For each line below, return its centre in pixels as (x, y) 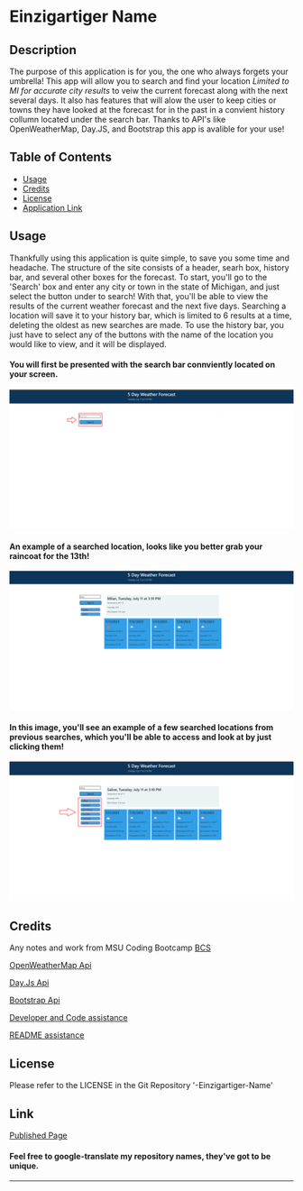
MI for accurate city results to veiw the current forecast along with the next (149, 91)
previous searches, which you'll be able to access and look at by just (141, 737)
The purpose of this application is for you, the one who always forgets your (149, 71)
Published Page (38, 1135)
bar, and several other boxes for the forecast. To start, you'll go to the (138, 277)
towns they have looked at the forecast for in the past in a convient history (147, 110)
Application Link (52, 207)
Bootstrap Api (35, 1000)
